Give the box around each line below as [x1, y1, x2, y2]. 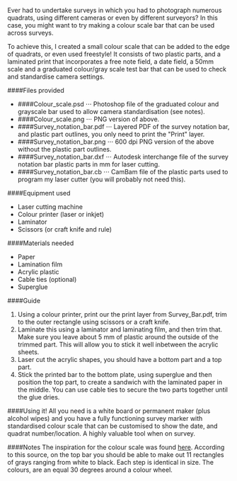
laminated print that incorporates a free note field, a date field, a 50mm [7, 57, 214, 66]
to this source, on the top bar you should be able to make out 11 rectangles [7, 451, 224, 459]
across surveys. [7, 28, 54, 37]
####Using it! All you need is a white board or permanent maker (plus [7, 407, 211, 415]
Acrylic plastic [17, 268, 59, 276]
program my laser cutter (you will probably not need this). [17, 175, 186, 183]
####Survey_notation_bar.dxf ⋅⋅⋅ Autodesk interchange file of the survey [17, 152, 229, 161]
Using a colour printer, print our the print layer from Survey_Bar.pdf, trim [17, 310, 228, 318]
